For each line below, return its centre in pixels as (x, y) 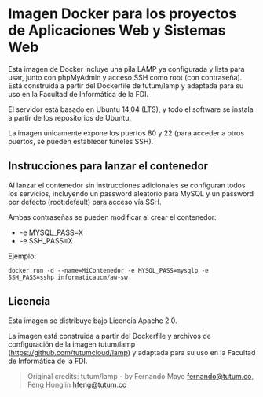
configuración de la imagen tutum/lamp (72, 344)
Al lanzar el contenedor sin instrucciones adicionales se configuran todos (127, 185)
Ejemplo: (22, 256)
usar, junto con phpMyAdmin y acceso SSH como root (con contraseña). (125, 77)
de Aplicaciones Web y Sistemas (117, 30)
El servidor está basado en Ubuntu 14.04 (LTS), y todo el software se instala (131, 109)
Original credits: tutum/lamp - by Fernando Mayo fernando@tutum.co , (140, 376)
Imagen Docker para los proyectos (122, 14)
